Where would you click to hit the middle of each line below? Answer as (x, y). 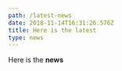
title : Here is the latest (52, 30)
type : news (26, 37)
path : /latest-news (40, 15)
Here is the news (36, 60)
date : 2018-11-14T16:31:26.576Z (61, 23)
